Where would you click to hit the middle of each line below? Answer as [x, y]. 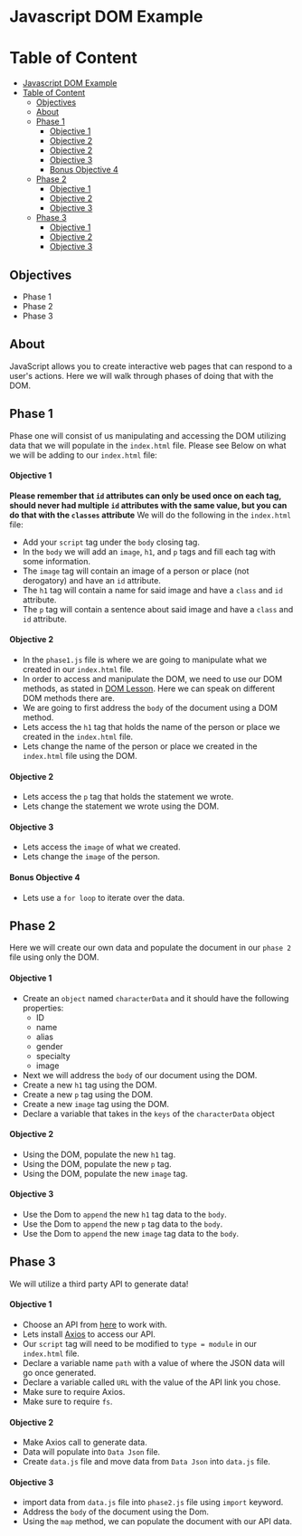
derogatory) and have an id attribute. [91, 580]
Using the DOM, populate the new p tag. [97, 1163]
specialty [53, 1056]
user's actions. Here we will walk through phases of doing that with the [142, 375]
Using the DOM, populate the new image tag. [105, 1173]
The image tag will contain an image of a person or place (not [136, 571]
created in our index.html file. [78, 669]
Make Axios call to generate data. [85, 1442]
